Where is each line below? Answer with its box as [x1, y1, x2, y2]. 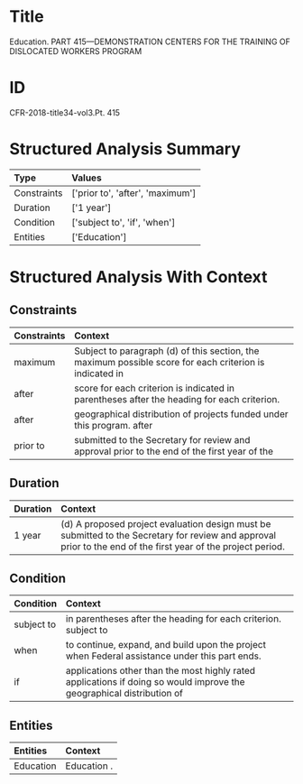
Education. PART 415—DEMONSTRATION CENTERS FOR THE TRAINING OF [9, 36, 290, 47]
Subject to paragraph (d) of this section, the [74, 345, 260, 357]
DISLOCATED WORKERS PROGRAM [9, 45, 142, 56]
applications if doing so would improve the [66, 676, 245, 688]
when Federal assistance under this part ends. [66, 650, 262, 662]
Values [71, 171, 102, 184]
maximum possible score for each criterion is [74, 355, 265, 368]
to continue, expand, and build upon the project [66, 639, 266, 651]
